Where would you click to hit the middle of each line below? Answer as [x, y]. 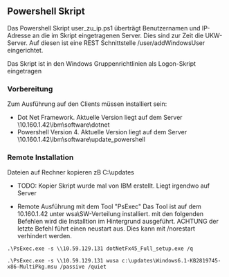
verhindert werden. [45, 236]
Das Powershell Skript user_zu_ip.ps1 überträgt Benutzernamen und [104, 28]
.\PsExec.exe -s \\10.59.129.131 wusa [63, 261]
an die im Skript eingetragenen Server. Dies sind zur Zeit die [118, 35]
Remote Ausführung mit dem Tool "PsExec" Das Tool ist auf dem [109, 206]
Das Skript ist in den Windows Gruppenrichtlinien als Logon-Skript [101, 63]
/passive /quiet [83, 267]
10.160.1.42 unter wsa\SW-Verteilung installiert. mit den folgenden [110, 214]
